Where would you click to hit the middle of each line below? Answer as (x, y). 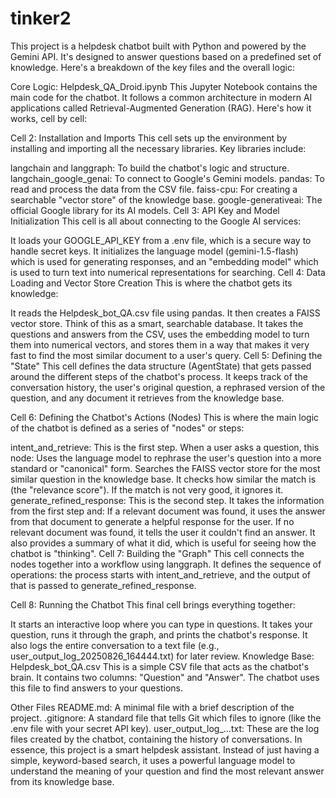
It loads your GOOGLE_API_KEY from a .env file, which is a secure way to (161, 240)
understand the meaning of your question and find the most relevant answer (167, 771)
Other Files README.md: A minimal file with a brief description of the (152, 707)
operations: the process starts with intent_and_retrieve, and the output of (160, 574)
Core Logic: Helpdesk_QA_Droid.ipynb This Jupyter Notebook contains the (164, 86)
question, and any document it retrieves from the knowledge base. (147, 398)
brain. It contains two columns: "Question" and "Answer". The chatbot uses (165, 677)
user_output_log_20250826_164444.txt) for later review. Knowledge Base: (162, 656)
